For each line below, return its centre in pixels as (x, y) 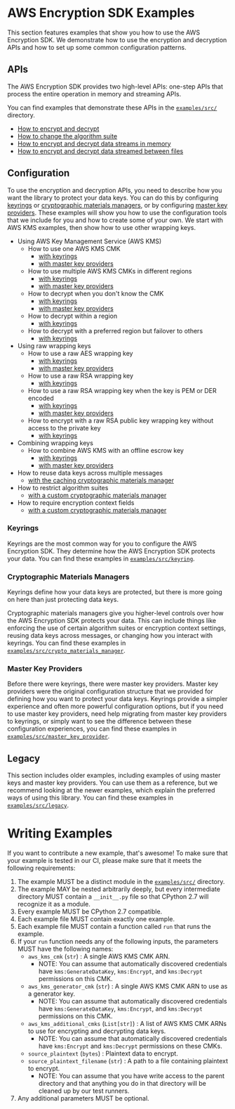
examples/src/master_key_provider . (59, 736)
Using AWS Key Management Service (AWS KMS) (89, 241)
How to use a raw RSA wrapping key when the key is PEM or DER (122, 390)
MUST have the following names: (65, 949)
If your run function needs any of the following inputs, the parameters (118, 942)
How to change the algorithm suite (67, 136)
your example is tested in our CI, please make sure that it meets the (105, 861)
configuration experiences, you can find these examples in (92, 729)
